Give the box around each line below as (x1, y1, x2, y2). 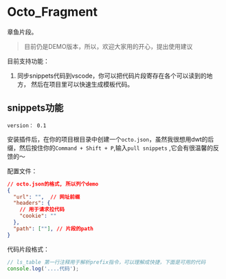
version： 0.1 (7, 122, 47, 129)
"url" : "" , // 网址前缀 (13, 193, 80, 200)
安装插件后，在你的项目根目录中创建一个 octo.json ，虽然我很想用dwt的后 (7, 135, 214, 143)
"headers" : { (13, 200, 51, 207)
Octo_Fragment (7, 4, 98, 20)
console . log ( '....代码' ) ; (7, 265, 80, 272)
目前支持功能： (7, 56, 49, 65)
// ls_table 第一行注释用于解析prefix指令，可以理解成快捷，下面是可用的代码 (7, 258, 206, 265)
